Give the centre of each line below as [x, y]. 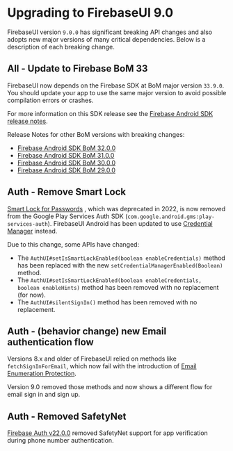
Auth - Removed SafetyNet [67, 416]
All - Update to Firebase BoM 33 [78, 68]
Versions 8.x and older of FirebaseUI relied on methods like [92, 359]
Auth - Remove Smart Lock [67, 192]
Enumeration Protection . [42, 374]
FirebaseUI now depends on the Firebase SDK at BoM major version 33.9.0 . [116, 85]
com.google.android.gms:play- [171, 217]
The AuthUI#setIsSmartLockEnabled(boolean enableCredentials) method [121, 258]
